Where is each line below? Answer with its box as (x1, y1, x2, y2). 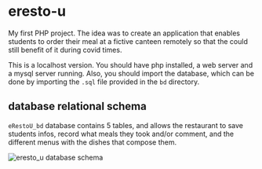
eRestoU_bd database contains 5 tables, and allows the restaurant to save (8, 120, 243, 130)
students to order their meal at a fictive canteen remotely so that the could (8, 36, 249, 46)
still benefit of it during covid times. (8, 45, 122, 54)
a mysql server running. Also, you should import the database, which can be (8, 68, 255, 78)
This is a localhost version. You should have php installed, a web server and (8, 60, 253, 69)
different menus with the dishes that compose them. (8, 137, 177, 147)
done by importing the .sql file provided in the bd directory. (8, 77, 200, 86)
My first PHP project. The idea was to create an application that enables (8, 28, 241, 38)
